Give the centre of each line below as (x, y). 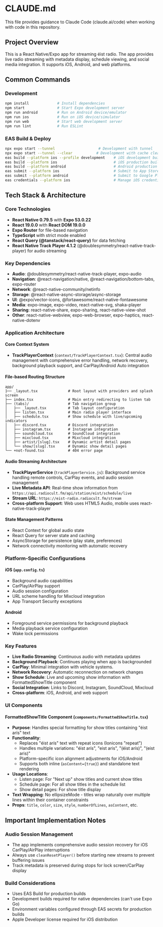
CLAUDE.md (31, 8)
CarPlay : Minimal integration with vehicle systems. (63, 667)
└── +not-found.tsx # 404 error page (54, 451)
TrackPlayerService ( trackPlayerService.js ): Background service (79, 472)
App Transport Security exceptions (47, 601)
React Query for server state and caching (53, 535)
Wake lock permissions (35, 634)
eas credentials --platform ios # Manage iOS (72, 180)
